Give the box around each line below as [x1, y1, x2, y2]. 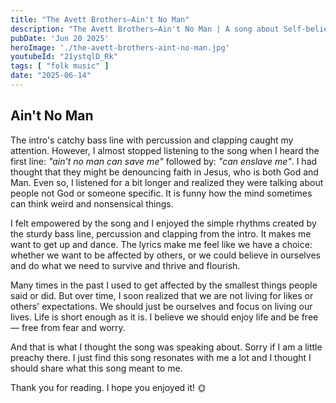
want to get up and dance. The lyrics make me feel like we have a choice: [10, 238, 313, 250]
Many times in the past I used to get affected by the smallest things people [10, 279, 318, 291]
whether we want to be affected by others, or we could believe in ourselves [10, 249, 321, 261]
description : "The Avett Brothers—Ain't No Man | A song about [10, 24, 280, 34]
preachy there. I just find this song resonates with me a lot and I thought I [10, 351, 312, 363]
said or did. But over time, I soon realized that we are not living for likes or [10, 289, 314, 301]
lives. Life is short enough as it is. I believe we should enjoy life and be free [10, 311, 319, 323]
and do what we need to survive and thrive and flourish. [10, 259, 241, 271]
